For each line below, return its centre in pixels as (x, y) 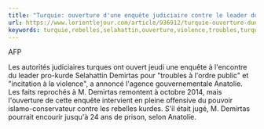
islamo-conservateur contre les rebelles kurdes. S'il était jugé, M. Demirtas (129, 109)
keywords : (24, 30)
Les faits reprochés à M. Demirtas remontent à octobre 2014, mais (115, 92)
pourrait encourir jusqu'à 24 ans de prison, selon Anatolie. (102, 117)
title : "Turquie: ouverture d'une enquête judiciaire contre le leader (128, 15)
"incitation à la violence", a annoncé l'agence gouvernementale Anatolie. (126, 84)
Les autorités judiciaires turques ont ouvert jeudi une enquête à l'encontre (128, 67)
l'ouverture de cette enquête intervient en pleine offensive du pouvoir (121, 100)
